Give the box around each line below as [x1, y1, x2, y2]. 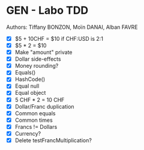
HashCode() [14, 76, 46, 83]
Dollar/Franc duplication [14, 103, 74, 110]
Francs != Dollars [14, 123, 58, 130]
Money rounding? [14, 62, 59, 70]
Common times [14, 116, 53, 124]
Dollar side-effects [14, 55, 61, 63]
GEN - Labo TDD [6, 4, 89, 17]
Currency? [14, 130, 41, 137]
